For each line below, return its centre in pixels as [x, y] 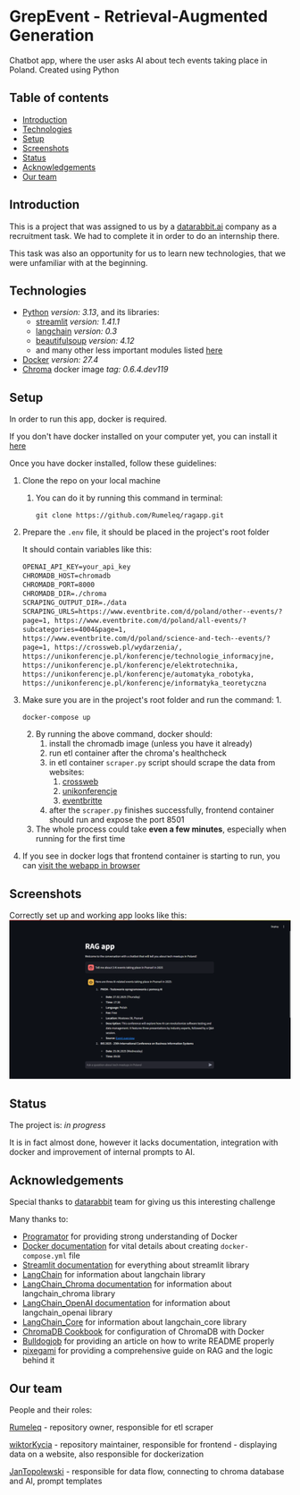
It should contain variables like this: [87, 550]
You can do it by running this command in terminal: [129, 498]
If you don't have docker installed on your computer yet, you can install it [143, 437]
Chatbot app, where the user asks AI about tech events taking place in [138, 60]
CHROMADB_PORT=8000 [58, 585]
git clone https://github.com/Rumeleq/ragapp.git [130, 516]
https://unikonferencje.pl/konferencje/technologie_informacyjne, [148, 657]
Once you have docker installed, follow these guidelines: [113, 464]
